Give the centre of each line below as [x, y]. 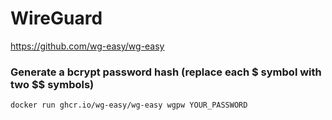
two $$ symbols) [52, 84]
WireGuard [56, 18]
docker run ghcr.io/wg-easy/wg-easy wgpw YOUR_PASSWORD [129, 105]
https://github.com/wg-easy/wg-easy [87, 46]
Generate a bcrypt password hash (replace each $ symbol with [166, 72]
